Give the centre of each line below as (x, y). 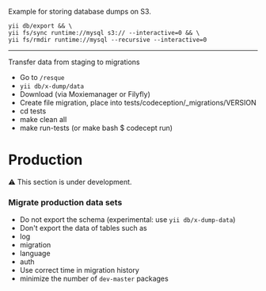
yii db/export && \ (40, 26)
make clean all (43, 119)
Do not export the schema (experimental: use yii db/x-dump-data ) (127, 220)
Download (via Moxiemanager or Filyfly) (85, 94)
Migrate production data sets (65, 202)
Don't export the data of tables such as (84, 228)
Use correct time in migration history (80, 270)
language (35, 254)
